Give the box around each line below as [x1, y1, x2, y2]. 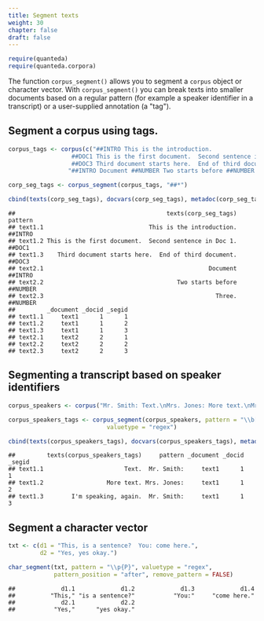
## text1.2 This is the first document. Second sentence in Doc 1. [8, 237, 237, 245]
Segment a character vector [8, 520, 148, 535]
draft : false [8, 33, 51, 42]
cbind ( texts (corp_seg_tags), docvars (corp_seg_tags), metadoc [8, 196, 216, 204]
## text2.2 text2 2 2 [8, 340, 128, 348]
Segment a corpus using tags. [8, 124, 159, 138]
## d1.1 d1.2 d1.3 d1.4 [8, 585, 255, 593]
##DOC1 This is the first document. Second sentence [71, 152, 251, 160]
